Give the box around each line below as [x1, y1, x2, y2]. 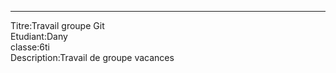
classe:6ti [10, 41, 50, 53]
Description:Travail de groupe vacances [10, 52, 175, 63]
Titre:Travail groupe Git [10, 20, 105, 31]
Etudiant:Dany [10, 31, 68, 42]
